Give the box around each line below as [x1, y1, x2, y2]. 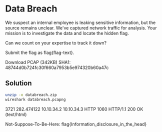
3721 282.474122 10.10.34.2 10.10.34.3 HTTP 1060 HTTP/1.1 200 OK [5, 106, 143, 112]
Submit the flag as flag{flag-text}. [5, 49, 74, 55]
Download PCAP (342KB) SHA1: [5, 59, 71, 65]
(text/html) [5, 111, 27, 117]
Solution [5, 79, 32, 87]
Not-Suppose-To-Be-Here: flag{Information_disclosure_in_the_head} [5, 121, 147, 127]
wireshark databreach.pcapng [5, 97, 66, 102]
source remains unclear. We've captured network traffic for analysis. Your [5, 24, 157, 30]
